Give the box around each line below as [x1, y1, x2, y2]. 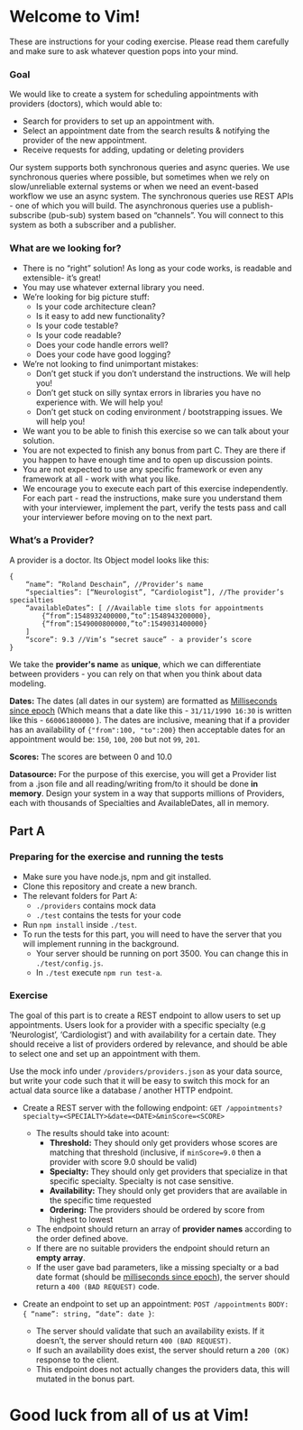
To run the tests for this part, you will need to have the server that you [22, 929, 282, 940]
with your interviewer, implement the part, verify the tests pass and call [22, 502, 287, 513]
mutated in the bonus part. [35, 1373, 135, 1384]
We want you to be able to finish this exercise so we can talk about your [22, 426, 290, 436]
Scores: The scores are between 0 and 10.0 [9, 751, 173, 762]
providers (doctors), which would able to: [9, 98, 162, 109]
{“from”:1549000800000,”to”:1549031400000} [41, 619, 207, 628]
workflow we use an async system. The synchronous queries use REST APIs [9, 191, 294, 202]
